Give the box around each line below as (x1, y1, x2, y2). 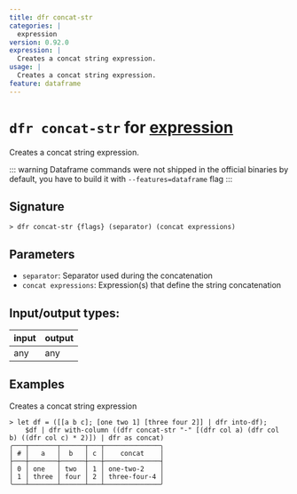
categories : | (9, 21, 62, 30)
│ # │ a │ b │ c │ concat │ (9, 449, 165, 458)
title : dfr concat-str (9, 12, 93, 22)
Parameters (9, 246, 75, 262)
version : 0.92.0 (9, 37, 69, 47)
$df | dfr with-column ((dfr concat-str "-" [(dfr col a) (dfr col (25, 426, 279, 434)
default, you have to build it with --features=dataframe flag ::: (9, 173, 233, 184)
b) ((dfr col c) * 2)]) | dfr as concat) (9, 433, 165, 442)
